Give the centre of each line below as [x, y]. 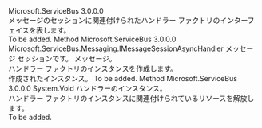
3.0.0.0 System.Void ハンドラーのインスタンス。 [87, 88]
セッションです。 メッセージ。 [67, 58]
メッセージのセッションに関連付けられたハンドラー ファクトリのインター [128, 20]
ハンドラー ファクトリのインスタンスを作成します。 [93, 68]
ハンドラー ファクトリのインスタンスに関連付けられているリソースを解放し [131, 98]
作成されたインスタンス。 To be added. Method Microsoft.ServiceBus [123, 78]
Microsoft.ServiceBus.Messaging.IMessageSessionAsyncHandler [116, 48]
